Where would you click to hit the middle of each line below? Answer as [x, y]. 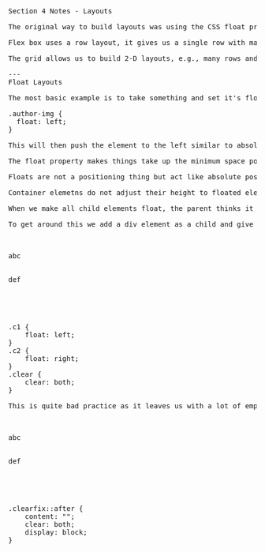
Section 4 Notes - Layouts [60, 11]
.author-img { [35, 114]
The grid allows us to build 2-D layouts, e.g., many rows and [133, 58]
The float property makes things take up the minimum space [127, 161]
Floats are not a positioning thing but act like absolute [125, 177]
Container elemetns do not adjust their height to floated [125, 193]
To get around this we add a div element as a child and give [131, 224]
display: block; [56, 532]
